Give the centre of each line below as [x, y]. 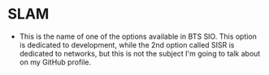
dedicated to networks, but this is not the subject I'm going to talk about [140, 53]
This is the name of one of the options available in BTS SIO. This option [138, 36]
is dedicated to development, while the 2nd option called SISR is [127, 44]
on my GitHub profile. [55, 62]
